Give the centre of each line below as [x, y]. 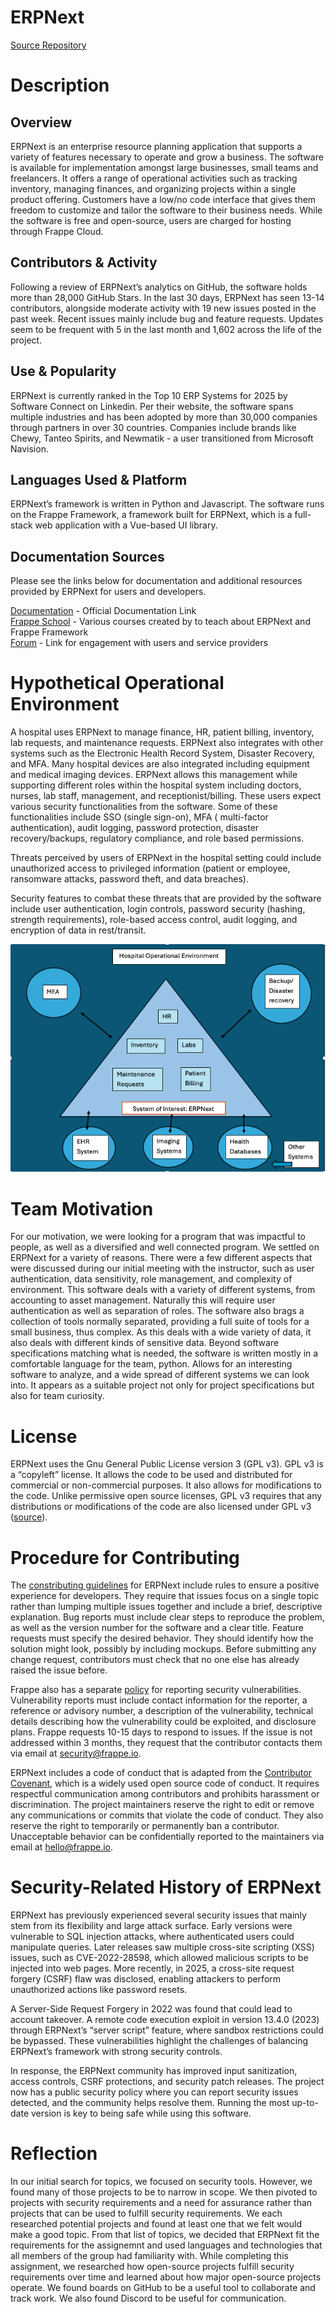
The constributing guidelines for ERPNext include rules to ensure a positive [165, 1585]
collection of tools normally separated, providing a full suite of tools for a [160, 1322]
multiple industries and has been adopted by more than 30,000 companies [164, 417]
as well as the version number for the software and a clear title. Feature [157, 1628]
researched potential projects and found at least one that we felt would [156, 2224]
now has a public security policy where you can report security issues [154, 2092]
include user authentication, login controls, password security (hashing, [158, 909]
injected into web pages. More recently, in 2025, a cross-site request [152, 1968]
